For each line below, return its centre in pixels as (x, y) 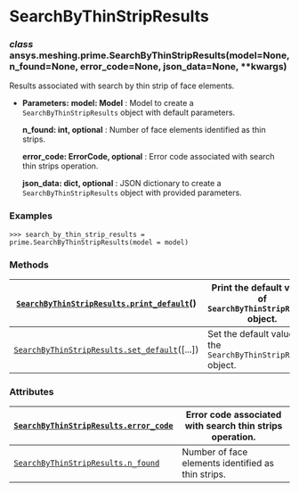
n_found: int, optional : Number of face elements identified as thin (144, 130)
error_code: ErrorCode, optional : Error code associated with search (148, 157)
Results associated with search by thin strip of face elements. (122, 86)
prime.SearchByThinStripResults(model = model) (99, 242)
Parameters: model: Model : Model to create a (108, 103)
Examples (31, 216)
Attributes (32, 392)
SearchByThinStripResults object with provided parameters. (132, 193)
